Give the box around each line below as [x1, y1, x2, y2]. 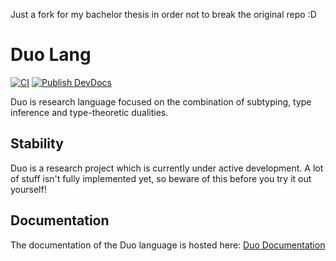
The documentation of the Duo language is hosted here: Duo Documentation [10, 239, 326, 251]
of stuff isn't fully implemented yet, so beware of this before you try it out [10, 172, 312, 184]
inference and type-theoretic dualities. [10, 106, 169, 118]
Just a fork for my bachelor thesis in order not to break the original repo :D [10, 9, 317, 20]
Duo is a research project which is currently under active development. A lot [10, 162, 324, 174]
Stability [10, 135, 64, 153]
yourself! [10, 183, 47, 195]
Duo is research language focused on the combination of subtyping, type [10, 95, 312, 108]
